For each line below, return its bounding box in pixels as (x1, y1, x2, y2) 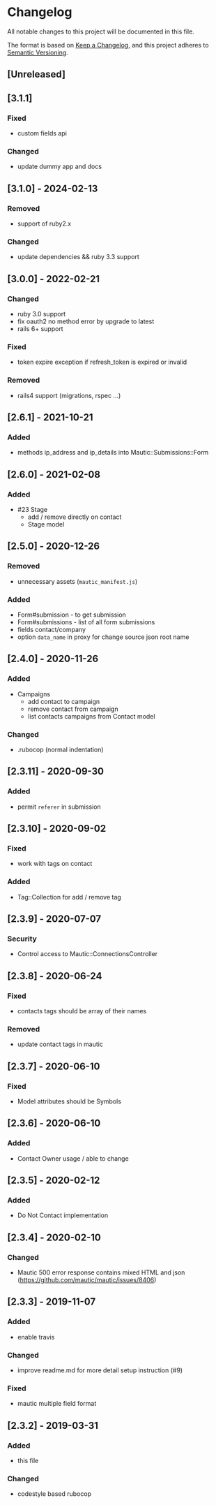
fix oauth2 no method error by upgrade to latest (17, 317, 155, 325)
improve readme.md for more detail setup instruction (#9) (17, 1366, 183, 1374)
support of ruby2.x (17, 219, 72, 228)
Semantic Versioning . (7, 48, 68, 57)
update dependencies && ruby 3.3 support (17, 253, 139, 261)
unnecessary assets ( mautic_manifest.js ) (17, 577, 138, 585)
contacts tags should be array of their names (17, 1006, 147, 1015)
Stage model (27, 520, 65, 528)
